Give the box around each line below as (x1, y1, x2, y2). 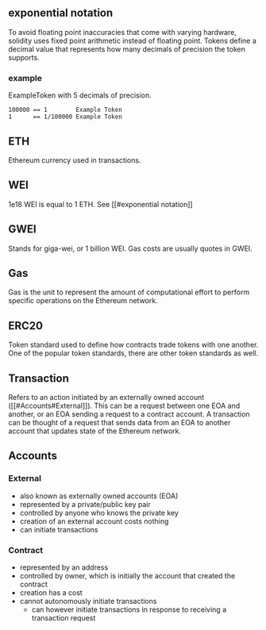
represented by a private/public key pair (19, 499, 151, 509)
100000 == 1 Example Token (8, 106, 123, 114)
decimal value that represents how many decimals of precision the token (8, 44, 246, 54)
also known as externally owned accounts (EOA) (19, 491, 179, 501)
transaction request (31, 613, 96, 622)
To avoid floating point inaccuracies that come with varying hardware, (8, 27, 237, 36)
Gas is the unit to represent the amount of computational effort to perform (8, 287, 250, 297)
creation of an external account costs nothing (19, 516, 169, 526)
